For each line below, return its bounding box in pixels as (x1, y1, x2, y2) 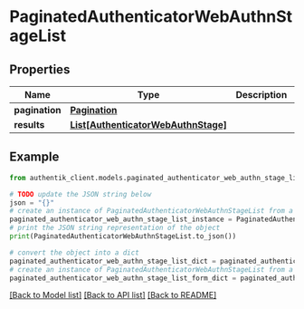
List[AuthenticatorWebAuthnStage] (70, 119, 228, 130)
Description (235, 89, 288, 101)
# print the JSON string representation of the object (9, 224, 221, 233)
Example (9, 150, 60, 165)
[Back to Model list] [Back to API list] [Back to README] (9, 290, 217, 301)
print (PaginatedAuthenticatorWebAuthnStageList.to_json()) (9, 232, 237, 241)
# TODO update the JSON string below (9, 189, 152, 198)
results (14, 119, 45, 130)
